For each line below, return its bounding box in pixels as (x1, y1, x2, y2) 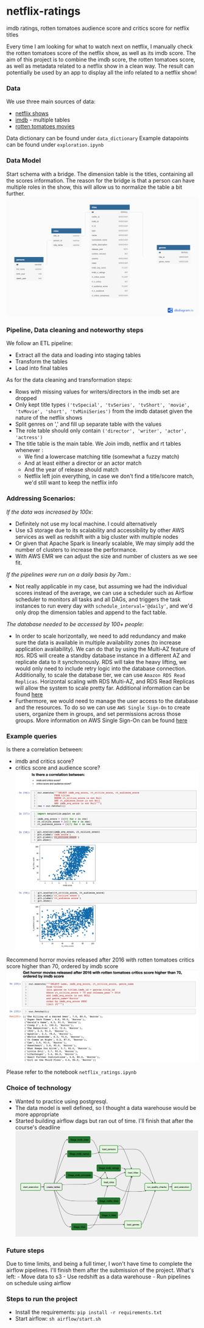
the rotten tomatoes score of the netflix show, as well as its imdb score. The (6, 49, 196, 56)
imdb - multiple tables (15, 116, 71, 123)
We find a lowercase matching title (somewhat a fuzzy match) (24, 453, 180, 461)
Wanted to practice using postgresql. (15, 1098, 108, 1105)
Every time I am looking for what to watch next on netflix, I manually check (6, 43, 193, 50)
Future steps (6, 1246, 44, 1255)
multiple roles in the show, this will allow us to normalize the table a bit (6, 183, 183, 191)
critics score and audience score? (15, 764, 100, 771)
